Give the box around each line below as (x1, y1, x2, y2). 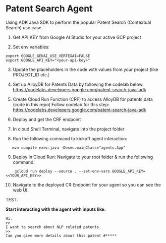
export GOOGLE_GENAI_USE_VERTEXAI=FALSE (5, 53, 91, 59)
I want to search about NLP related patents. (5, 224, 101, 230)
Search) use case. (5, 24, 43, 30)
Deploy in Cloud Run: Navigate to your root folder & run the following (12, 154, 153, 160)
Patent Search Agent (5, 3, 93, 14)
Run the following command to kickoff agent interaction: (12, 135, 128, 141)
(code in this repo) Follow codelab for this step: (12, 101, 110, 107)
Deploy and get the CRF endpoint (12, 116, 81, 122)
